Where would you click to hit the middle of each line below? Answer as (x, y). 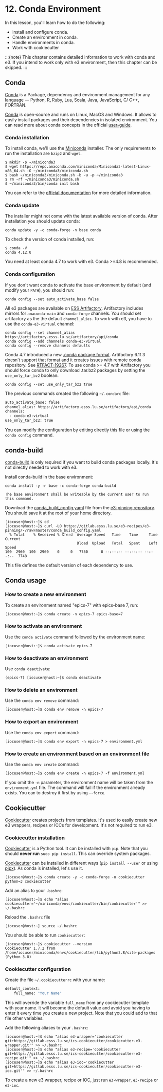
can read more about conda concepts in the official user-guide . (69, 125)
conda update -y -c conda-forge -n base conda (53, 230)
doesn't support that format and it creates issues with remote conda (73, 360)
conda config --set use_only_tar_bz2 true (49, 384)
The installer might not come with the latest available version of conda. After (81, 216)
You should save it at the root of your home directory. (58, 513)
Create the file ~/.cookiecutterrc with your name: (55, 980)
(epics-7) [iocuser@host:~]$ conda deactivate (53, 678)
